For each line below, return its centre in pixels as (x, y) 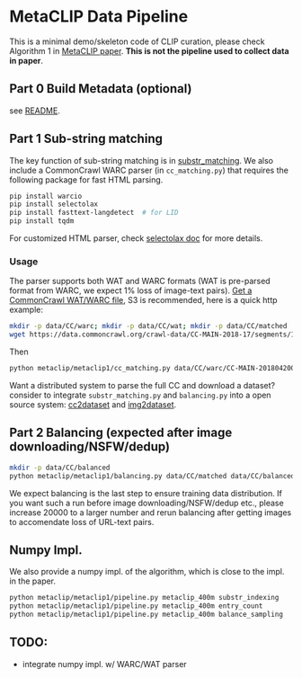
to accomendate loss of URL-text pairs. (82, 522)
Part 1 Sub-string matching (86, 139)
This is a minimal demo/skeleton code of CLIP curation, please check (137, 41)
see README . (35, 111)
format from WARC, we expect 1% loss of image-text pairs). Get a (131, 290)
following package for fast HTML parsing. (86, 179)
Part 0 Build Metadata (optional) (101, 89)
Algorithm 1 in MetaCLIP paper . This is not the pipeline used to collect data (149, 50)
